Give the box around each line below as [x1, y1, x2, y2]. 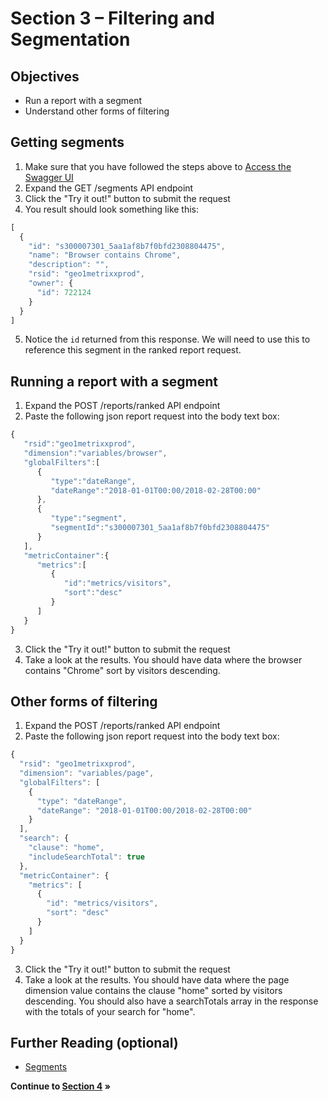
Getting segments [10, 134, 125, 151]
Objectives [10, 68, 80, 85]
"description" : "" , [28, 260, 110, 270]
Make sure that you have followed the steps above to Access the [24, 160, 292, 172]
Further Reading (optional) [10, 1034, 179, 1051]
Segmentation [10, 28, 131, 51]
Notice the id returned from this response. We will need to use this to [24, 333, 311, 346]
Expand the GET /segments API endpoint [24, 182, 194, 194]
